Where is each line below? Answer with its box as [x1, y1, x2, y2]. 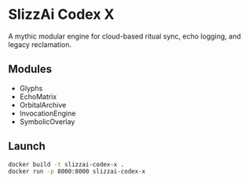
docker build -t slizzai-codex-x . [8, 160, 125, 168]
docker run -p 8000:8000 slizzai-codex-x [8, 167, 146, 176]
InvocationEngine [19, 108, 76, 118]
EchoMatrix [19, 92, 57, 101]
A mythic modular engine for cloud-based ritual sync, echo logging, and [8, 31, 241, 41]
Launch [8, 140, 46, 153]
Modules [8, 63, 53, 76]
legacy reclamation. [8, 39, 72, 49]
